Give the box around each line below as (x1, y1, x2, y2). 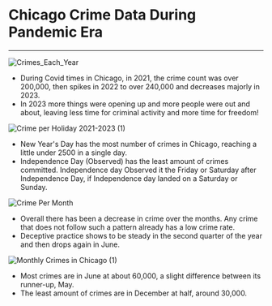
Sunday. (19, 182, 48, 192)
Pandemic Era (8, 23, 104, 41)
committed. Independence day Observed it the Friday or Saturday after (19, 165, 257, 175)
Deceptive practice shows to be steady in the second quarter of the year (19, 231, 263, 240)
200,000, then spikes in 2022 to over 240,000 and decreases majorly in (19, 81, 261, 91)
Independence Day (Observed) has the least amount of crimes (19, 156, 229, 166)
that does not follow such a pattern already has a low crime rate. (19, 222, 236, 232)
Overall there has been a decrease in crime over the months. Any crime (19, 213, 258, 223)
